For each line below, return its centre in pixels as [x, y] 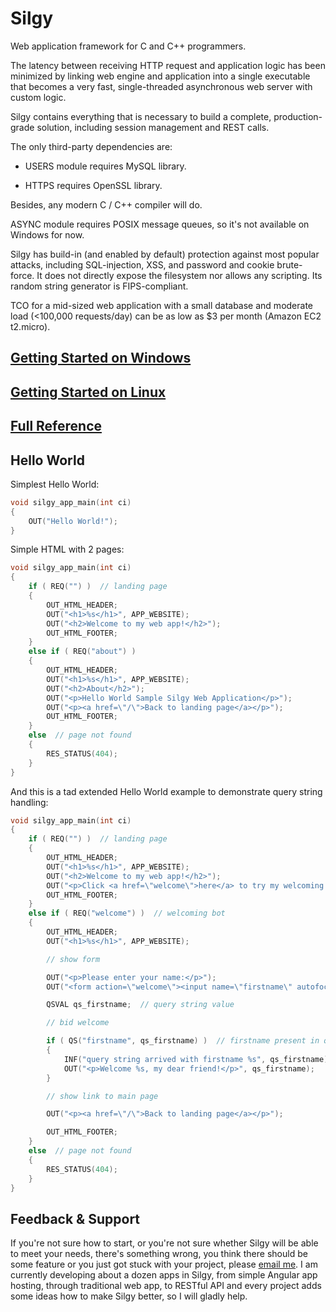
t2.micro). [30, 326]
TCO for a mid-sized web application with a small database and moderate [161, 305]
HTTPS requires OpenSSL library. [93, 185]
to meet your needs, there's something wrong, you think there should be [159, 1254]
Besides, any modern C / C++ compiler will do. [106, 204]
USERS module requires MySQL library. [105, 166]
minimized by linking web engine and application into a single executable [160, 76]
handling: [29, 802]
